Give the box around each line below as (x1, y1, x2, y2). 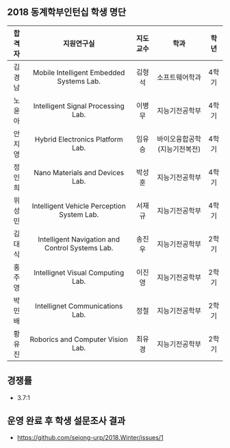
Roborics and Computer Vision (29, 334, 129, 344)
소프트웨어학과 (157, 73, 202, 82)
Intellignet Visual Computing (34, 267, 125, 277)
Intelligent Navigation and (38, 235, 120, 244)
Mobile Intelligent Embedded (33, 68, 125, 77)
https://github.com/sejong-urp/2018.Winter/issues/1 (16, 434, 164, 442)
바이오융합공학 (157, 134, 202, 144)
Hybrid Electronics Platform (34, 134, 123, 144)
